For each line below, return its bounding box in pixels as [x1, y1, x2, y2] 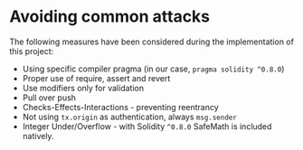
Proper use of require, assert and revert [22, 72, 171, 83]
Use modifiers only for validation [22, 82, 145, 93]
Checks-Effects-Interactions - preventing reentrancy [22, 101, 219, 112]
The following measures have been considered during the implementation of [9, 36, 294, 47]
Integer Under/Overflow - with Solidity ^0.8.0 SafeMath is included [22, 120, 272, 132]
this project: [9, 45, 54, 56]
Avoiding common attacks [9, 6, 211, 27]
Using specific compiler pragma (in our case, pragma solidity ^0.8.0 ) [22, 63, 285, 74]
